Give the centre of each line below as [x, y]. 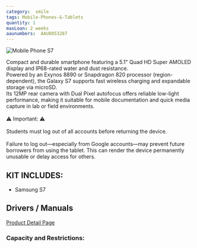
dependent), [21, 81]
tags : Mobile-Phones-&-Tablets [45, 17]
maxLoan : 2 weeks [28, 28]
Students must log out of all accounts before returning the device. [87, 132]
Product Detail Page [31, 222]
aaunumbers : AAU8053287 [37, 34]
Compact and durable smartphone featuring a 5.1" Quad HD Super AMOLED [99, 62]
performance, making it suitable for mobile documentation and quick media [98, 100]
